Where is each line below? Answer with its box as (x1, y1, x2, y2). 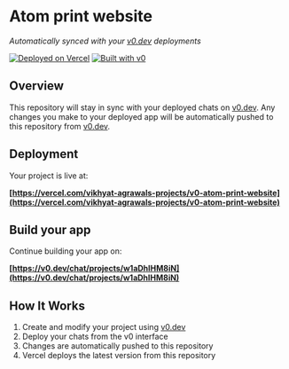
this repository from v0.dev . (9, 121, 111, 131)
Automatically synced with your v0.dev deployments (9, 35, 201, 46)
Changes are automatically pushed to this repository (21, 341, 214, 351)
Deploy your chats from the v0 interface (21, 331, 168, 342)
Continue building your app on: (9, 246, 122, 256)
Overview (9, 78, 65, 94)
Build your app (9, 222, 91, 237)
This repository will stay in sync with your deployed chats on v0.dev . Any (9, 102, 276, 113)
